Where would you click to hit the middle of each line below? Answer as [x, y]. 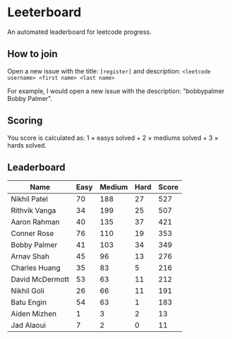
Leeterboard [44, 12]
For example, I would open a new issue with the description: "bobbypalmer [116, 91]
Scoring [25, 121]
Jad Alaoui [29, 326]
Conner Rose [32, 234]
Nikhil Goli [28, 291]
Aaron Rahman [35, 222]
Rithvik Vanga [33, 210]
